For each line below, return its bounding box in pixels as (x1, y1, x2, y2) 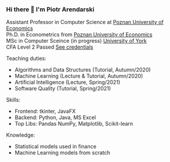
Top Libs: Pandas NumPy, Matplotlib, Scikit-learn (14, 120, 134, 127)
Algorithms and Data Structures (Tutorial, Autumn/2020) (14, 66, 151, 73)
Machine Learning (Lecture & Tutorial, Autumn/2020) (14, 73, 143, 80)
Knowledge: (6, 131, 35, 139)
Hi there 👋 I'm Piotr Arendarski (6, 5, 95, 14)
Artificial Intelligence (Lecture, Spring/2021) (14, 79, 121, 86)
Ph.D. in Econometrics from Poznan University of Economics (6, 31, 153, 38)
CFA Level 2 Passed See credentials (6, 43, 94, 50)
